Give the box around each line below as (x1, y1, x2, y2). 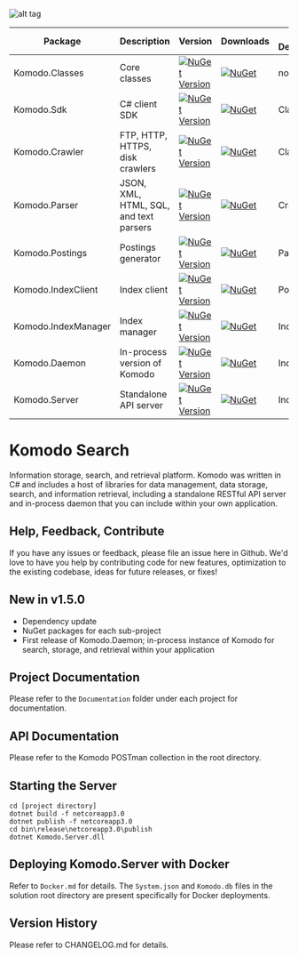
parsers (119, 221, 153, 233)
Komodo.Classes (13, 67, 84, 79)
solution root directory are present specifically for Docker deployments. (9, 889, 271, 900)
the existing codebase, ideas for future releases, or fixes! (9, 566, 218, 577)
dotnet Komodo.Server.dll (9, 832, 105, 841)
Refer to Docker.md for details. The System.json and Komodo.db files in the (9, 881, 273, 891)
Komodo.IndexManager (13, 320, 112, 333)
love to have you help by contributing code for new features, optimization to (9, 557, 286, 567)
